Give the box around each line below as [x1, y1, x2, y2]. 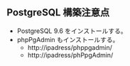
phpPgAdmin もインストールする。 [16, 35, 119, 44]
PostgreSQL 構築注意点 [6, 6, 110, 19]
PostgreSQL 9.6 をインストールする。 [16, 27, 127, 35]
